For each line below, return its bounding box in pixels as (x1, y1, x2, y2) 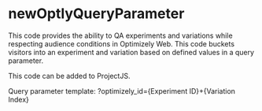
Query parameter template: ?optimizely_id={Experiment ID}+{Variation (8, 86, 236, 95)
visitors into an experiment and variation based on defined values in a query (8, 47, 254, 57)
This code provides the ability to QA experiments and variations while (8, 31, 234, 40)
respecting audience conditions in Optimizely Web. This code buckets (8, 39, 234, 48)
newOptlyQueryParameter (8, 5, 185, 23)
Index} (8, 94, 30, 104)
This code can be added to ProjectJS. (8, 71, 131, 80)
